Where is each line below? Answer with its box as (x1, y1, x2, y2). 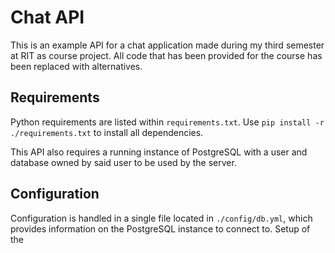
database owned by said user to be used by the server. (10, 156, 237, 168)
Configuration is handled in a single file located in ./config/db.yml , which (10, 212, 313, 224)
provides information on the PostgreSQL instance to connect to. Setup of (10, 222, 311, 235)
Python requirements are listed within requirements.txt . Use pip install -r (10, 116, 325, 128)
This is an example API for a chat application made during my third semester (10, 39, 325, 51)
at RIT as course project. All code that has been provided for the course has (10, 49, 323, 61)
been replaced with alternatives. (10, 60, 143, 72)
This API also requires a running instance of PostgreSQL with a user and (10, 146, 308, 158)
